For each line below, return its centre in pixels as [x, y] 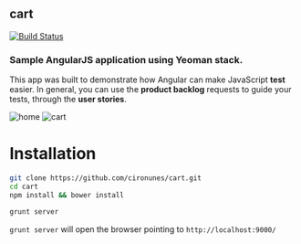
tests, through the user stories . [68, 100]
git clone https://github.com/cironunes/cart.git [106, 178]
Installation [53, 154]
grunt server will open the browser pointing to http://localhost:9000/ [143, 229]
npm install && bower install [67, 195]
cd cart [24, 186]
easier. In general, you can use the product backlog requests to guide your [150, 90]
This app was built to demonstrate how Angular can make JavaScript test [147, 80]
